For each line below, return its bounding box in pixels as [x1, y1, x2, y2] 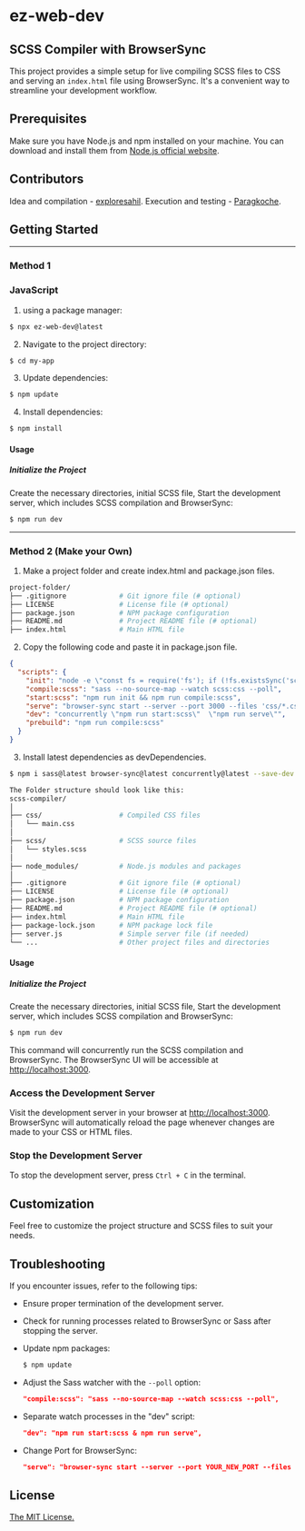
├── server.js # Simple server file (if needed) [9, 929, 250, 939]
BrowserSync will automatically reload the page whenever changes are [9, 1117, 275, 1128]
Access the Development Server [9, 1087, 156, 1099]
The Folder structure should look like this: [9, 785, 184, 795]
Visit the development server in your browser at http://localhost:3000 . [9, 1108, 271, 1118]
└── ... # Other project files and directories [9, 938, 271, 947]
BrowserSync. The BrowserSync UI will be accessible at [9, 1054, 219, 1065]
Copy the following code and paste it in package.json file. [22, 641, 238, 652]
